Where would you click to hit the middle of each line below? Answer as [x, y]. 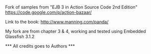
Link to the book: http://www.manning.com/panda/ [57, 22]
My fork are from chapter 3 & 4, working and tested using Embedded [76, 31]
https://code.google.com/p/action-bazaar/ [48, 12]
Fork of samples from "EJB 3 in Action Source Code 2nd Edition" [71, 7]
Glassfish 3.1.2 [20, 37]
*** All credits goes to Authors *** [40, 46]
